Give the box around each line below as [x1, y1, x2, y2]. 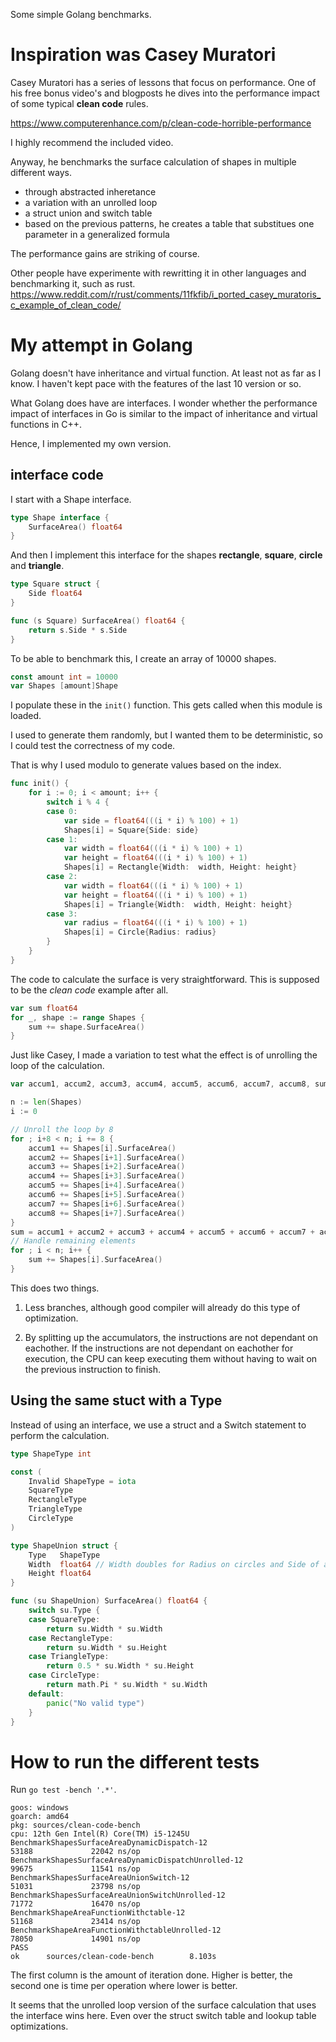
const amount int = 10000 [10, 672, 118, 682]
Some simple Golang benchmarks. [10, 9, 152, 20]
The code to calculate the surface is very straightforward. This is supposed [10, 973, 320, 985]
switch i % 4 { [46, 797, 110, 808]
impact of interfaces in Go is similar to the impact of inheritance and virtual [10, 407, 318, 419]
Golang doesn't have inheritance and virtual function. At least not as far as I [10, 367, 322, 379]
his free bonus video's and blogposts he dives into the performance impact [10, 87, 320, 99]
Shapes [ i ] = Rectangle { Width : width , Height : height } [63, 862, 298, 873]
